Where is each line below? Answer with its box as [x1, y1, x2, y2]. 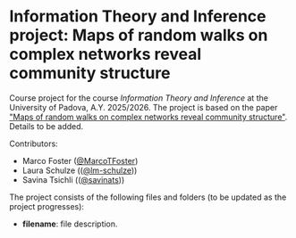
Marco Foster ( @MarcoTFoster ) [21, 155, 139, 166]
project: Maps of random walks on [9, 25, 268, 45]
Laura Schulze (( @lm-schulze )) [21, 165, 138, 176]
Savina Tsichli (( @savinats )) [21, 174, 125, 185]
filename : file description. [21, 218, 118, 229]
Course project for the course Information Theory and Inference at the [9, 92, 268, 103]
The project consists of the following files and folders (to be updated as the [9, 192, 287, 202]
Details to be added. [9, 120, 84, 131]
